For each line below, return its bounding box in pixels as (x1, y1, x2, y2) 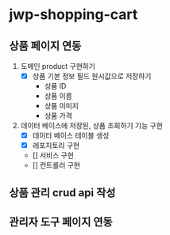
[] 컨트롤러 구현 (32, 161, 80, 170)
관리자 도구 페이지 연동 (9, 215, 114, 229)
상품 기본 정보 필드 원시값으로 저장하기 (32, 71, 152, 81)
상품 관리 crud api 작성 (9, 186, 116, 199)
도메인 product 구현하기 (20, 62, 96, 70)
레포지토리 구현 (32, 141, 80, 150)
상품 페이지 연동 (9, 39, 82, 52)
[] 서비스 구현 (32, 150, 75, 160)
